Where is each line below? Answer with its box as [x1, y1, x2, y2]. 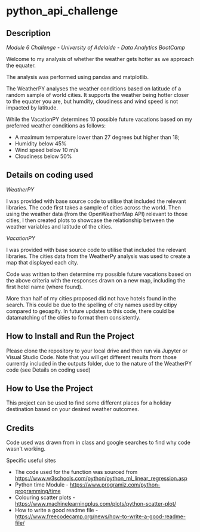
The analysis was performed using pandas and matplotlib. [6, 74, 149, 80]
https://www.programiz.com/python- [69, 481, 161, 488]
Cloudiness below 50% [14, 153, 72, 160]
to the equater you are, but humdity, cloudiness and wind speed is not [6, 98, 179, 105]
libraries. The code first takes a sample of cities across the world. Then [6, 203, 181, 211]
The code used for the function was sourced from [14, 469, 138, 476]
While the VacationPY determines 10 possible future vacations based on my [6, 115, 192, 123]
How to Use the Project [6, 384, 94, 394]
